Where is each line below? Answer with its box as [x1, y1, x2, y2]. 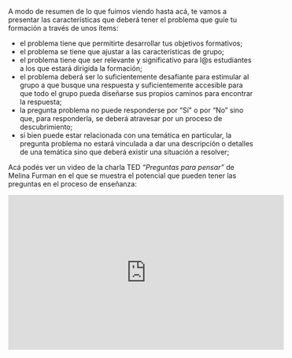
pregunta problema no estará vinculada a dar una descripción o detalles [19, 139, 253, 148]
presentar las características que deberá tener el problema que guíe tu [8, 15, 238, 24]
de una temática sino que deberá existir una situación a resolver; [19, 147, 230, 157]
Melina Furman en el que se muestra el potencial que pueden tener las [8, 171, 237, 180]
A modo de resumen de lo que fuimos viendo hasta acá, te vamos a [8, 7, 227, 16]
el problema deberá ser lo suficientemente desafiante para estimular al [19, 72, 249, 81]
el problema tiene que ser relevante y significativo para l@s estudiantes [19, 55, 252, 65]
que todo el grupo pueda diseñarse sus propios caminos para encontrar [19, 89, 253, 98]
